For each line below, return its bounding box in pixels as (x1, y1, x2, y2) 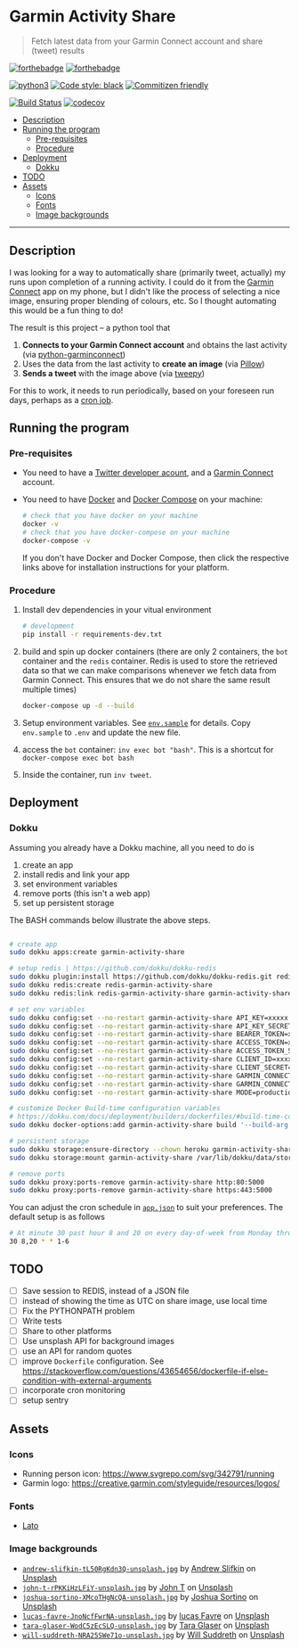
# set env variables (9, 1005, 86, 1014)
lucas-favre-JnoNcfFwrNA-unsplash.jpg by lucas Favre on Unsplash (21, 1610, 270, 1620)
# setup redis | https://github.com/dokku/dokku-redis (9, 964, 217, 973)
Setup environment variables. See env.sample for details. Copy (21, 717, 251, 728)
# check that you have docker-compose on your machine (21, 528, 230, 537)
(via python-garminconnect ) (21, 349, 126, 359)
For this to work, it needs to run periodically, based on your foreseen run (9, 385, 275, 396)
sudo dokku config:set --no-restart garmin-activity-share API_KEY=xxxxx (9, 1013, 289, 1022)
